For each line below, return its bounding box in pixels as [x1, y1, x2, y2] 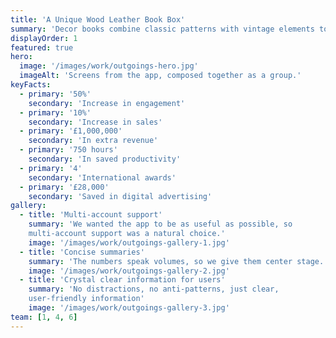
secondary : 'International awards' [28, 172, 177, 183]
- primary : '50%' [19, 89, 92, 99]
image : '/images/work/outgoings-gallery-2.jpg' [28, 266, 230, 276]
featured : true [10, 42, 74, 53]
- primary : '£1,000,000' [19, 126, 123, 136]
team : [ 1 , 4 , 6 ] [10, 312, 78, 322]
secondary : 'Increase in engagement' [28, 98, 186, 108]
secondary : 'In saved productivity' [28, 154, 182, 164]
